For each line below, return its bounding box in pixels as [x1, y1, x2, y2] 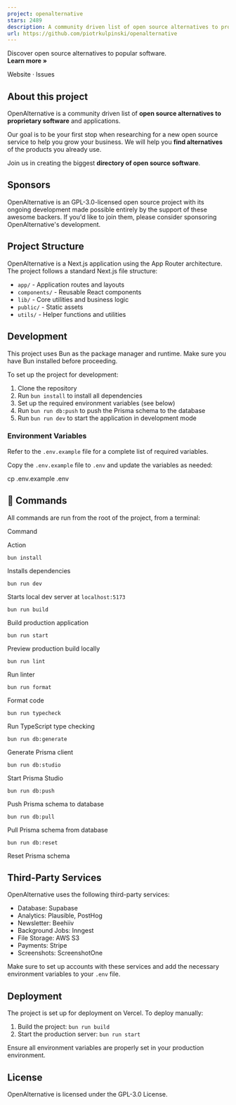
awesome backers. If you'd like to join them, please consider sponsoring [7, 212, 217, 221]
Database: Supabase [17, 904, 79, 913]
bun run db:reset [7, 839, 58, 846]
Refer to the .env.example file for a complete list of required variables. [7, 447, 209, 455]
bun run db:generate [7, 735, 68, 743]
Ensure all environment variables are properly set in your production [7, 1044, 204, 1052]
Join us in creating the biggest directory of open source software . [7, 159, 201, 167]
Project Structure [7, 240, 84, 253]
